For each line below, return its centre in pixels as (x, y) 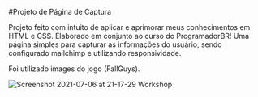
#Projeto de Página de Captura (60, 12)
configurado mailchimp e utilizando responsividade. (95, 53)
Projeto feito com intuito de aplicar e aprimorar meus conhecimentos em (129, 27)
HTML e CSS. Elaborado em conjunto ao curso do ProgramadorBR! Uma (129, 36)
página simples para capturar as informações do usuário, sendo (115, 44)
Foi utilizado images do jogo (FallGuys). (74, 69)
